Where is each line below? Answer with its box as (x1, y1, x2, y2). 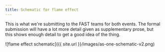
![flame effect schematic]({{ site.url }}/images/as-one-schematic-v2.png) (5, 41, 155, 47)
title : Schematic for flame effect (5, 7, 79, 12)
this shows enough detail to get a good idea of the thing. (5, 31, 120, 37)
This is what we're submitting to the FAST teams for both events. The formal (5, 21, 161, 27)
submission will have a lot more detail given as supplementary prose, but (5, 26, 154, 32)
